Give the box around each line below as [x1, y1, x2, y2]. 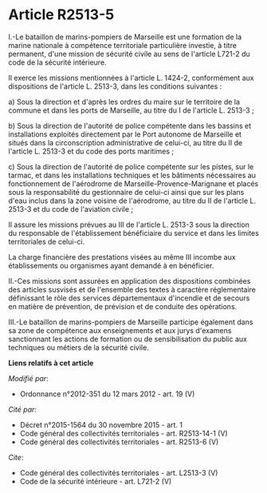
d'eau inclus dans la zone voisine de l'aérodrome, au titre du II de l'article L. [8, 196, 257, 205]
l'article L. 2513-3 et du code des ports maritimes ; [8, 146, 175, 156]
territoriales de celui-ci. [8, 237, 85, 246]
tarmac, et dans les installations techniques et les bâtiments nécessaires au [8, 170, 257, 180]
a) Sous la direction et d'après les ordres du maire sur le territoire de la [8, 97, 241, 106]
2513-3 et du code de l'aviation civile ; [8, 204, 134, 213]
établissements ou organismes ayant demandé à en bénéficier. [8, 260, 214, 270]
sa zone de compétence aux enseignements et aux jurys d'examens [8, 325, 232, 335]
